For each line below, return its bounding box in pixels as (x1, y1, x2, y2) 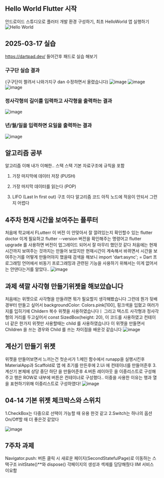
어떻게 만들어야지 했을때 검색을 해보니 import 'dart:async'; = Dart (26, 254, 152, 260)
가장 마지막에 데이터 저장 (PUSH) (12, 173, 76, 179)
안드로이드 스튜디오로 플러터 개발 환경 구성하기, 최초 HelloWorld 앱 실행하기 (5, 19, 150, 24)
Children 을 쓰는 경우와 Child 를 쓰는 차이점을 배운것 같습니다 (5, 326, 122, 332)
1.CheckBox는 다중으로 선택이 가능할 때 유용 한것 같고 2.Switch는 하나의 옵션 (5, 410, 152, 416)
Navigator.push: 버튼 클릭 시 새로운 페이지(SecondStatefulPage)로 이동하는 (5, 455, 151, 461)
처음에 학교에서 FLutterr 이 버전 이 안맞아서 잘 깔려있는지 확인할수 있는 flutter (5, 229, 153, 236)
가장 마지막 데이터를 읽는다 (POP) (12, 183, 77, 189)
